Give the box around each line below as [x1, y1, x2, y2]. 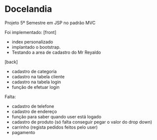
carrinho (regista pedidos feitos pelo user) [11, 124, 98, 130]
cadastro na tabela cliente [11, 73, 65, 79]
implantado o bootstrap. [11, 44, 61, 50]
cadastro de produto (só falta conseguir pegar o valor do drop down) [11, 119, 153, 125]
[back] [4, 59, 18, 65]
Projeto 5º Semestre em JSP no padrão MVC [4, 20, 96, 26]
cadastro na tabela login [11, 79, 61, 85]
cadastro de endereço [11, 108, 57, 114]
